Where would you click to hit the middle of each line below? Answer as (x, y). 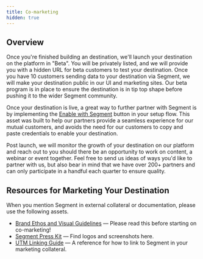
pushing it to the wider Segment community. (62, 96)
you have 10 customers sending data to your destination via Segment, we (98, 76)
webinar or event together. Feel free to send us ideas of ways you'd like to (99, 158)
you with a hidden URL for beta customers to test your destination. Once (97, 70)
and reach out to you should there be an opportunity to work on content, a (100, 152)
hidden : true (23, 18)
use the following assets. (37, 211)
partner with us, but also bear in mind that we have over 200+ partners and (101, 165)
